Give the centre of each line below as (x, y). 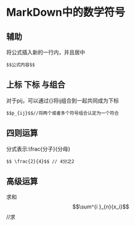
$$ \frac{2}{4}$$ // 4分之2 (40, 161)
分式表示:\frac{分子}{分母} (38, 149)
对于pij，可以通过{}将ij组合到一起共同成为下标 (63, 100)
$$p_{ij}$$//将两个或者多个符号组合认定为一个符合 (62, 113)
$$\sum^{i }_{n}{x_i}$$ (101, 207)
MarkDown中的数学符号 (66, 12)
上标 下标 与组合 (36, 85)
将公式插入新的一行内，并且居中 (46, 52)
